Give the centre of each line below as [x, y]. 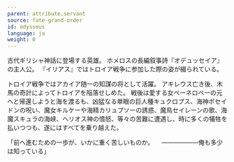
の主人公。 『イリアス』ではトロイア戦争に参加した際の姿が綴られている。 [115, 69]
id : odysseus [26, 27]
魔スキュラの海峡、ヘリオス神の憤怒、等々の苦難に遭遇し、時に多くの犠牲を [117, 119]
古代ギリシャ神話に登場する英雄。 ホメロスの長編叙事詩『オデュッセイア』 [115, 61]
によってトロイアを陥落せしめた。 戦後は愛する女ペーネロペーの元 [127, 93]
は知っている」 [29, 152]
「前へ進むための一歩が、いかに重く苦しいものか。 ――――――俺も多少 [115, 142]
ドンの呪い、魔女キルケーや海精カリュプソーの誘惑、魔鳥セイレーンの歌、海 [117, 110]
